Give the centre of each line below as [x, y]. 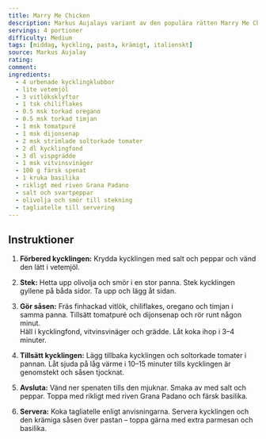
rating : [21, 60]
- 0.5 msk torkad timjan [56, 119]
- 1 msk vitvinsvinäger [54, 164]
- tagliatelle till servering [65, 207]
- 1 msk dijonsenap [47, 133]
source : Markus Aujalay [47, 52]
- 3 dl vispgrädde [46, 156]
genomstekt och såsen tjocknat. [72, 372]
